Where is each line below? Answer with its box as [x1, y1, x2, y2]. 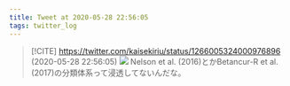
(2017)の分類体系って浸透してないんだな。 [30, 67, 186, 78]
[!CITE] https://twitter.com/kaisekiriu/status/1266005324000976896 [30, 45, 281, 56]
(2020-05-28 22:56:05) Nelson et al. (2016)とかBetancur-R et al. [30, 56, 278, 66]
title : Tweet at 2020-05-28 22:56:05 [9, 12, 149, 22]
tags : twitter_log [9, 21, 77, 30]
